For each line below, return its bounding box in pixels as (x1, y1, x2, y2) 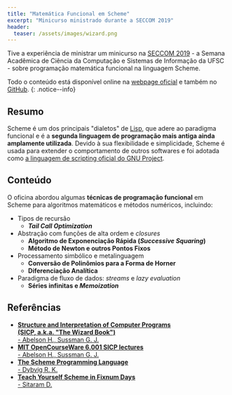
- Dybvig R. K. (17, 365, 58, 373)
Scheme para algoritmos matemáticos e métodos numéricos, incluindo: (7, 200, 213, 209)
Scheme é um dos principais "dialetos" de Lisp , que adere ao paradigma (7, 124, 217, 133)
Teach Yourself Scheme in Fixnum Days (17, 373, 136, 381)
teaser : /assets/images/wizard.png (13, 30, 118, 37)
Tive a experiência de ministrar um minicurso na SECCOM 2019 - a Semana (7, 49, 226, 58)
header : (7, 23, 30, 30)
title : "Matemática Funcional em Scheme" (7, 10, 130, 18)
